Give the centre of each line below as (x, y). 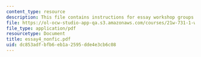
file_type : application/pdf (41, 28)
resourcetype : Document (36, 34)
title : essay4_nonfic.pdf (38, 39)
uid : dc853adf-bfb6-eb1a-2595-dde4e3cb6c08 (61, 45)
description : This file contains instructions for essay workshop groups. (101, 17)
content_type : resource (36, 12)
